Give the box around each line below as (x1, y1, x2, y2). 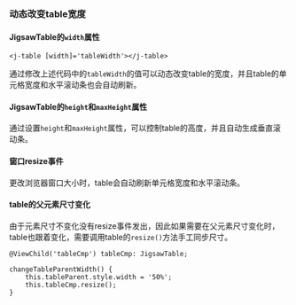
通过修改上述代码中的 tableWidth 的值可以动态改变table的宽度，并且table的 (9, 68, 279, 79)
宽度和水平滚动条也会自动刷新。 (24, 80, 142, 90)
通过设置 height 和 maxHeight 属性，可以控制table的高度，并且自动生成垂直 (9, 122, 274, 134)
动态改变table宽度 (9, 7, 87, 20)
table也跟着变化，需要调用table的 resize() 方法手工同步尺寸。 (9, 231, 233, 242)
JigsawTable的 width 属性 (9, 31, 100, 42)
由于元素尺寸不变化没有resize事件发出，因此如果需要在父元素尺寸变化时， (9, 220, 280, 231)
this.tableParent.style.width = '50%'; (25, 272, 173, 281)
